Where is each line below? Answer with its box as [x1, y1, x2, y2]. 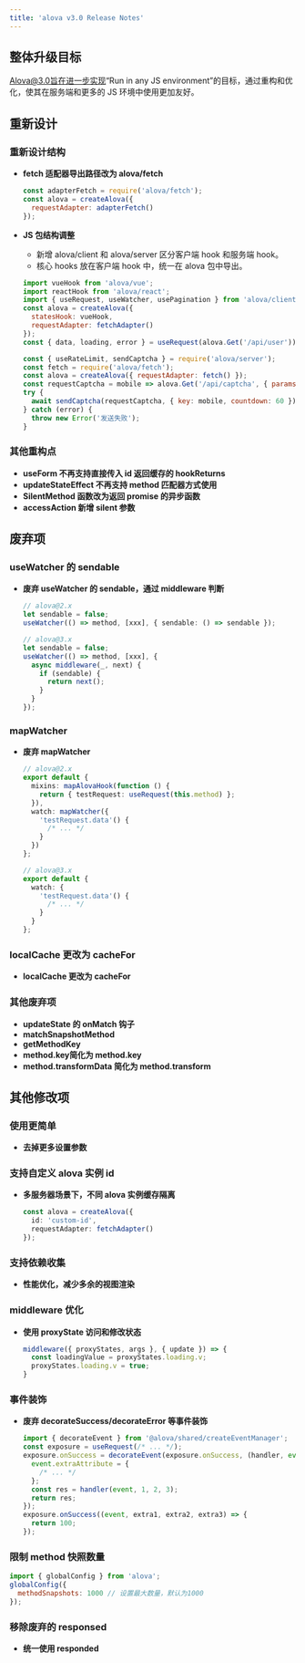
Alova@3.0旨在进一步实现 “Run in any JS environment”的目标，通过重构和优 [9, 75, 293, 87]
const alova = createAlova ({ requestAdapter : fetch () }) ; [22, 371, 248, 380]
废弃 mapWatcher [22, 746, 91, 757]
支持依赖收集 [9, 1256, 66, 1269]
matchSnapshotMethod [22, 1028, 116, 1040]
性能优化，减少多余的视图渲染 [22, 1279, 135, 1290]
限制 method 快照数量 [9, 1550, 106, 1563]
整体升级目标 [9, 49, 82, 65]
